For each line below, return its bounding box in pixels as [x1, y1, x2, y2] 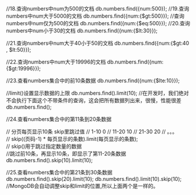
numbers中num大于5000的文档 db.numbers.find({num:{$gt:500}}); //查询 [6, 12, 184, 19]
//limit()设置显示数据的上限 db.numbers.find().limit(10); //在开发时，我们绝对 [6, 90, 190, 96]
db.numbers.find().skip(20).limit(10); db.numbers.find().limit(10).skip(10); [6, 176, 182, 182]
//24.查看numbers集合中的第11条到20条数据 [6, 116, 112, 122]
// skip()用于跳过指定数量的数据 [6, 143, 82, 150]
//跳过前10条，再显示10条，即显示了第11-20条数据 [6, 150, 127, 157]
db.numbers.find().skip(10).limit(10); [6, 157, 93, 163]
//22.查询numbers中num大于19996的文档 [6, 58, 106, 65]
